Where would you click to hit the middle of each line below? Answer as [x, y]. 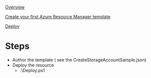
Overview [15, 7]
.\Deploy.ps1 [32, 70]
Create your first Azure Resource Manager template [58, 17]
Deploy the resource [33, 65]
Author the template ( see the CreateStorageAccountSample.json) [79, 60]
